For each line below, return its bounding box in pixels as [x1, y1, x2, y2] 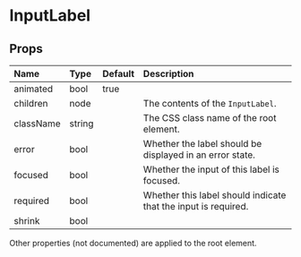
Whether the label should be [142, 138, 262, 150]
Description [142, 68, 194, 80]
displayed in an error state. [142, 149, 255, 161]
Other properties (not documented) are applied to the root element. [9, 238, 257, 248]
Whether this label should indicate [142, 189, 287, 201]
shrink [13, 215, 40, 227]
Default [102, 68, 135, 80]
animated [13, 82, 54, 95]
